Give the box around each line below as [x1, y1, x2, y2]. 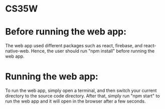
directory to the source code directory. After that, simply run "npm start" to [5, 93, 160, 99]
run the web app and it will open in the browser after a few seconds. [5, 98, 146, 104]
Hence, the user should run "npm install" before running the [31, 48, 154, 54]
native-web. [5, 48, 30, 54]
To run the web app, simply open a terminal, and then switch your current [5, 87, 157, 93]
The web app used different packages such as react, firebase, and [5, 43, 143, 49]
